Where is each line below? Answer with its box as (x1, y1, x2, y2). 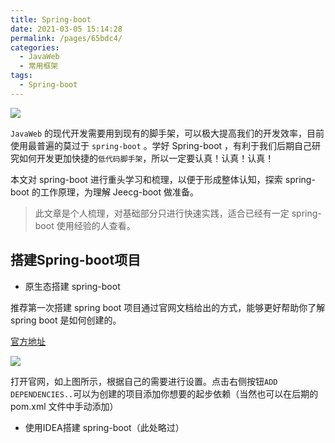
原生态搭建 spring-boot (24, 280, 121, 292)
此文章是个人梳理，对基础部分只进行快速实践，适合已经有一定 (34, 207, 290, 219)
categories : (10, 42, 60, 53)
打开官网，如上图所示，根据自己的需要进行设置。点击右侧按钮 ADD (10, 375, 278, 387)
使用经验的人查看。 (56, 219, 136, 231)
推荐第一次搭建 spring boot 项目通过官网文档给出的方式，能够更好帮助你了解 (10, 301, 326, 313)
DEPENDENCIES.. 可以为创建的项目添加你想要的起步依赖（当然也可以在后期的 (10, 387, 319, 400)
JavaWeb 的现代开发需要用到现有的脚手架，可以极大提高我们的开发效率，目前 (10, 127, 325, 139)
